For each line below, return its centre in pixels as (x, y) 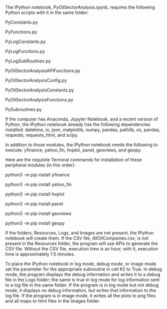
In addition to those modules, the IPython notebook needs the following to (81, 145)
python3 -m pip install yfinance (38, 175)
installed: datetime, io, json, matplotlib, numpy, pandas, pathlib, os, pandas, (83, 130)
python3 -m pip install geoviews (38, 213)
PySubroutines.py (24, 109)
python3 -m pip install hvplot (35, 194)
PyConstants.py (22, 22)
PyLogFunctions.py (25, 51)
